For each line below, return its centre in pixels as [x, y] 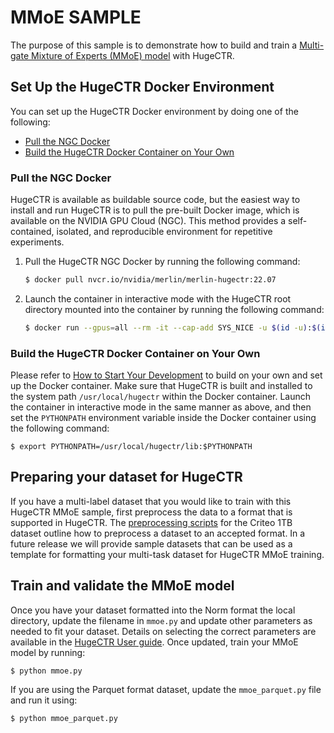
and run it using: [44, 700]
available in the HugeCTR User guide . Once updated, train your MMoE [154, 642]
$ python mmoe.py [46, 671]
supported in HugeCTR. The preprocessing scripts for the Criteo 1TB [151, 522]
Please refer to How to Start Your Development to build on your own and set [166, 375]
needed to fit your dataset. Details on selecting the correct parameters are [163, 631]
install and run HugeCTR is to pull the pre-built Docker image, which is [155, 210]
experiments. [37, 242]
